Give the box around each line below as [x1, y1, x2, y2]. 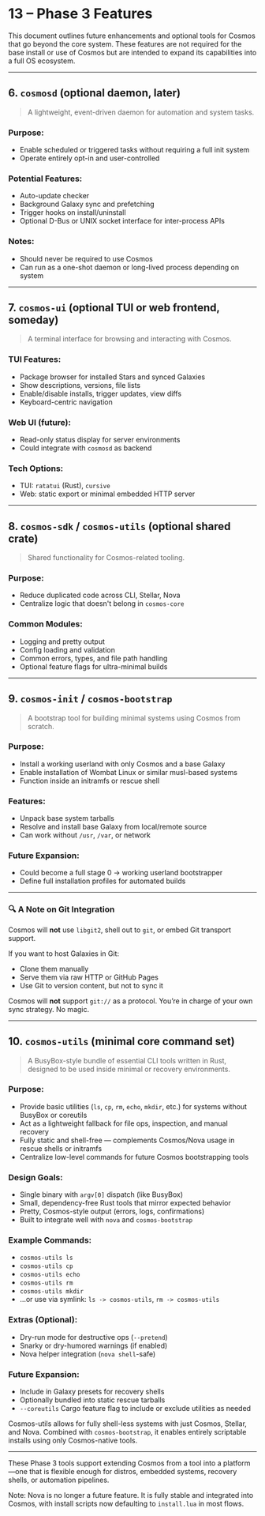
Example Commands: [8, 1235, 92, 1246]
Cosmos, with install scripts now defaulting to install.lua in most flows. [8, 1499, 244, 1509]
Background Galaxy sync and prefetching [19, 199, 155, 209]
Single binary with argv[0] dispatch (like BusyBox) [19, 1190, 184, 1199]
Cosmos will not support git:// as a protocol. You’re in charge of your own [8, 996, 253, 1006]
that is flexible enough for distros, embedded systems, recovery [28, 1467, 237, 1477]
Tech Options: [8, 463, 64, 474]
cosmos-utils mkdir [19, 1288, 84, 1296]
